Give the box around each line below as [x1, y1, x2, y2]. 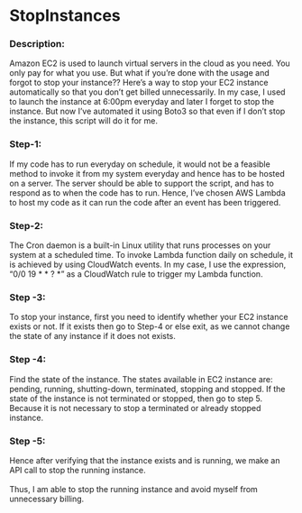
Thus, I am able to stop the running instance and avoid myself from [9, 483, 259, 494]
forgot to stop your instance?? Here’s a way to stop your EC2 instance [9, 78, 269, 88]
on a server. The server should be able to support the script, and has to [9, 178, 275, 188]
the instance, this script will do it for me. [9, 115, 158, 126]
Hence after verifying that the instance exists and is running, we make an [9, 454, 280, 465]
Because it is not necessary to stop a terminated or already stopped [9, 402, 261, 413]
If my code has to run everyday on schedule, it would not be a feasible [9, 159, 270, 169]
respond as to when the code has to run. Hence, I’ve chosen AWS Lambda [9, 187, 286, 198]
